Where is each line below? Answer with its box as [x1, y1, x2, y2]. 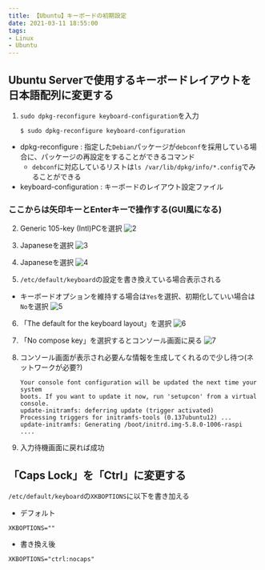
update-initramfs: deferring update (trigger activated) [19, 407, 215, 415]
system [19, 386, 42, 394]
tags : [8, 26, 26, 34]
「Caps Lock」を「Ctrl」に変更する [8, 468, 187, 482]
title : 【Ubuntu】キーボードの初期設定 [8, 11, 126, 20]
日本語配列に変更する [8, 88, 114, 102]
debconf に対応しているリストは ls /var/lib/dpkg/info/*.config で [31, 162, 250, 171]
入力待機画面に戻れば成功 [19, 443, 105, 452]
